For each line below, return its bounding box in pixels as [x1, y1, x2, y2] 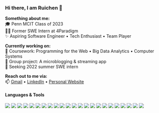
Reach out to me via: [5, 73, 47, 79]
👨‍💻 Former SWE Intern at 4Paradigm [5, 28, 79, 34]
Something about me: [5, 16, 50, 22]
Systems [5, 53, 23, 59]
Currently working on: [5, 43, 51, 49]
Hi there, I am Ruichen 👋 [5, 4, 62, 11]
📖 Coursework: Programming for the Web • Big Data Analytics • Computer [5, 48, 155, 54]
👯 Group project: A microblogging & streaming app [5, 59, 106, 65]
